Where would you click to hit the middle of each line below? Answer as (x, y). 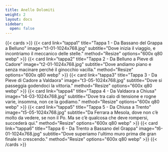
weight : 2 (16, 15)
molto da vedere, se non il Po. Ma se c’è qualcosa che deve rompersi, (77, 118)
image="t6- (151, 128)
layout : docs (19, 19)
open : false (22, 29)
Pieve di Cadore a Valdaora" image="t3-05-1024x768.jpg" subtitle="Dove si (83, 81)
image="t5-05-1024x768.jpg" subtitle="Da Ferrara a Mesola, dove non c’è (82, 112)
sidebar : (14, 24)
